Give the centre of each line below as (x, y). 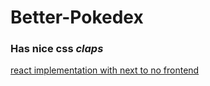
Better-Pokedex (77, 17)
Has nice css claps (57, 49)
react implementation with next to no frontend (105, 70)
